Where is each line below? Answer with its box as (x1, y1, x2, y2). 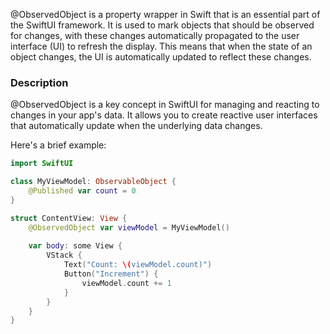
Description (10, 75, 69, 89)
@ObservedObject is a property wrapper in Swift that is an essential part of (10, 9, 321, 20)
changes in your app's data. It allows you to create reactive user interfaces (10, 109, 318, 121)
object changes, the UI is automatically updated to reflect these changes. (10, 51, 312, 63)
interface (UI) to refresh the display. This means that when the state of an (10, 40, 313, 52)
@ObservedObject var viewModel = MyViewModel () (28, 222, 230, 233)
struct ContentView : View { (10, 213, 128, 223)
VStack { (46, 250, 83, 261)
